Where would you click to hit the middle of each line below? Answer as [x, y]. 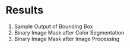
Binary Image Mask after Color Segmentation [69, 32]
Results [25, 10]
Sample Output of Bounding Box [53, 26]
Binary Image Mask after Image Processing [67, 39]
